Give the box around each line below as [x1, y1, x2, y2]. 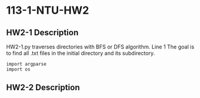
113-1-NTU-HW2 [6, 4, 90, 17]
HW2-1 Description [6, 27, 79, 38]
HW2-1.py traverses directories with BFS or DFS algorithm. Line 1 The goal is [6, 43, 195, 50]
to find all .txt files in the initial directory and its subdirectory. [6, 50, 155, 57]
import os [6, 66, 31, 72]
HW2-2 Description [6, 82, 80, 93]
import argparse [6, 61, 47, 67]
